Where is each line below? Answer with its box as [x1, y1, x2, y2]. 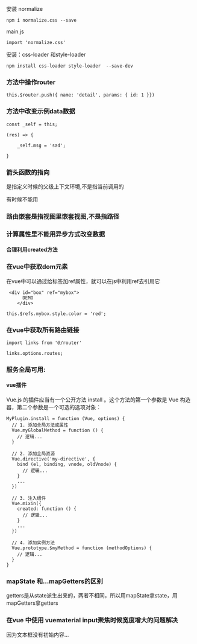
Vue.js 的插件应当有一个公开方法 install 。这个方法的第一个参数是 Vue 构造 [6, 396, 191, 403]
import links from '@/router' [6, 340, 83, 346]
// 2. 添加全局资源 [11, 451, 55, 457]
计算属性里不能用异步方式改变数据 [6, 230, 105, 238]
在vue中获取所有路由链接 [6, 325, 80, 334]
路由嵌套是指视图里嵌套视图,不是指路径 [6, 212, 119, 220]
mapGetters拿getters [6, 599, 58, 607]
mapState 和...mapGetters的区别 [6, 577, 104, 585]
